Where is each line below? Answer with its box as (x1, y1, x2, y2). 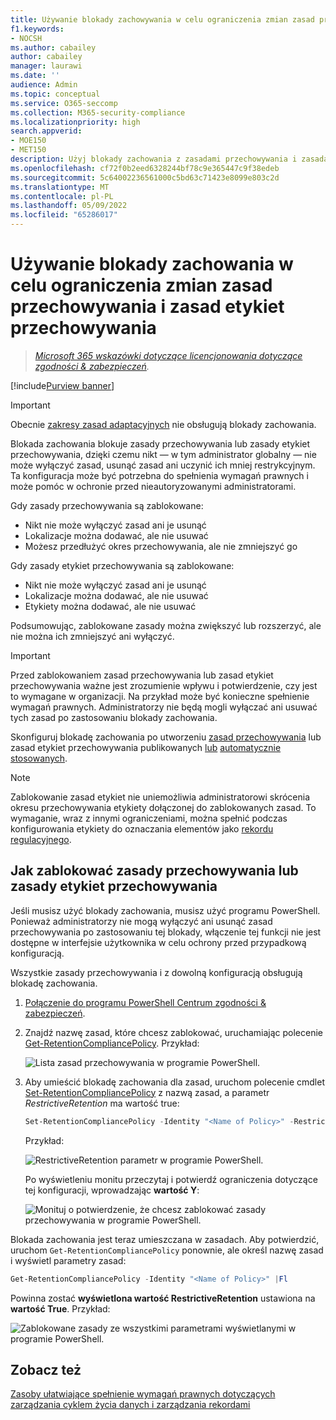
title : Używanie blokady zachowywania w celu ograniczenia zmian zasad (10, 14, 315, 25)
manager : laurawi (10, 61, 83, 71)
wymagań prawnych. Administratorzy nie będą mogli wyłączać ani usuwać (10, 701, 318, 713)
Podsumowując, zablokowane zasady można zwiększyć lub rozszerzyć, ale (10, 619, 322, 631)
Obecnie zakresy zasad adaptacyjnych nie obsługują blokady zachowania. (10, 418, 317, 430)
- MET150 (10, 145, 47, 155)
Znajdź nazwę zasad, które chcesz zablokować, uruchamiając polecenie (24, 1026, 323, 1038)
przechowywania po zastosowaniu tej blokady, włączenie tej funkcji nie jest (10, 926, 322, 938)
